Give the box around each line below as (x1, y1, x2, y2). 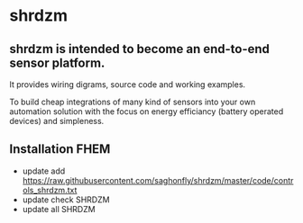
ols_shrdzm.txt (22, 184, 78, 195)
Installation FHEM (9, 141, 111, 157)
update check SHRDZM (22, 194, 110, 205)
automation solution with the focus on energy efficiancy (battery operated (9, 106, 284, 117)
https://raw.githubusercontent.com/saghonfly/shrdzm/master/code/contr (22, 174, 294, 185)
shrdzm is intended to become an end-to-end (9, 41, 271, 57)
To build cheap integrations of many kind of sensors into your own (9, 96, 256, 107)
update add (22, 165, 66, 176)
